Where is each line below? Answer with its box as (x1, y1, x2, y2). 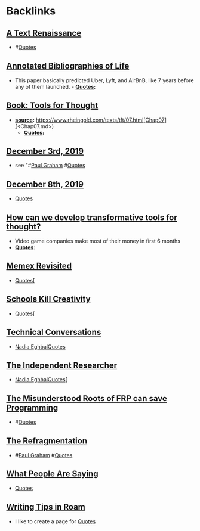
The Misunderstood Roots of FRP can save (6, 393, 167, 403)
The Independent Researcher (6, 360, 118, 370)
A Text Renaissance (6, 28, 82, 38)
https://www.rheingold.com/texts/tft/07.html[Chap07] (35, 116, 167, 123)
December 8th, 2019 (6, 179, 84, 189)
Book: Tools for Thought (6, 100, 99, 111)
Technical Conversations (6, 327, 101, 337)
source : (14, 116, 35, 123)
